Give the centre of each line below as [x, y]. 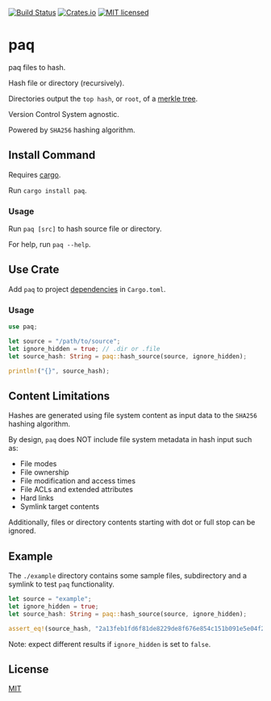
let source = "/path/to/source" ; [65, 342]
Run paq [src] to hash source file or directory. [85, 229]
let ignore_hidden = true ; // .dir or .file [84, 348]
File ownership [44, 473]
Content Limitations [59, 396]
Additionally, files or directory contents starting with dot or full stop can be [132, 522]
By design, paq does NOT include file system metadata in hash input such [130, 440]
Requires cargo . [35, 174]
